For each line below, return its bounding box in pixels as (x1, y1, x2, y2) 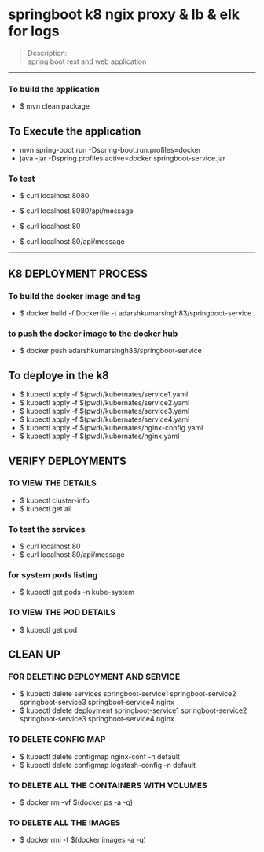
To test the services (8, 523, 86, 534)
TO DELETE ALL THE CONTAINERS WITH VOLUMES (8, 780, 208, 791)
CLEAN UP (8, 647, 60, 662)
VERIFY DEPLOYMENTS (8, 454, 127, 467)
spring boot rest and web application (27, 57, 147, 66)
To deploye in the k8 (8, 368, 110, 382)
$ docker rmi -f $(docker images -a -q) (19, 835, 147, 845)
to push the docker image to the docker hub (8, 328, 178, 339)
